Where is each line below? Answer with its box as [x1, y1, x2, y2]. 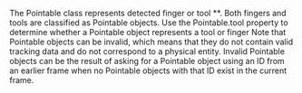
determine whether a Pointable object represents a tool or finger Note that [9, 27, 287, 37]
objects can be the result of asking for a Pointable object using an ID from [9, 56, 286, 66]
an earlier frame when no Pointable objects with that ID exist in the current [9, 65, 287, 76]
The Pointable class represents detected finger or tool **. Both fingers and [9, 8, 287, 18]
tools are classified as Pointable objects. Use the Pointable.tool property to [9, 17, 288, 28]
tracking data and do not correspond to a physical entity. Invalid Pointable [9, 46, 286, 57]
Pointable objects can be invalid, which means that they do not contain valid [9, 36, 294, 47]
